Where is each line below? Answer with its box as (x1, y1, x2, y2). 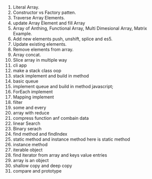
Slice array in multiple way (12, 57, 67, 63)
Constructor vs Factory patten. (12, 9, 76, 15)
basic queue (12, 78, 39, 84)
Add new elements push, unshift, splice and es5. (12, 36, 113, 42)
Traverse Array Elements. (12, 15, 65, 20)
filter (12, 99, 23, 105)
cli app (12, 62, 27, 68)
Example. (12, 31, 32, 36)
